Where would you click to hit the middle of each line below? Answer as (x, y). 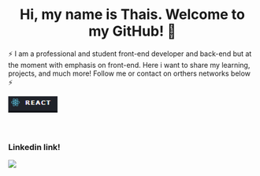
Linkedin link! (34, 147)
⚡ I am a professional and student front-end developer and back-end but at (130, 54)
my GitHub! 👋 (132, 31)
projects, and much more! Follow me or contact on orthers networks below (129, 73)
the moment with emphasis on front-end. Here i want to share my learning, (129, 65)
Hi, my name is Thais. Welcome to (132, 15)
